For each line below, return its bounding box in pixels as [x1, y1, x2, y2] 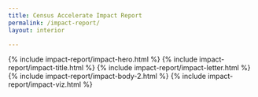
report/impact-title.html [8, 63, 84, 73]
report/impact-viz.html [8, 80, 81, 89]
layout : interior [8, 26, 65, 34]
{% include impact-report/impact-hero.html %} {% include [8, 54, 198, 64]
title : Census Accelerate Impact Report [8, 11, 143, 20]
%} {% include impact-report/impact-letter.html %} [85, 63, 251, 73]
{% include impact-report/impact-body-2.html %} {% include [8, 72, 207, 81]
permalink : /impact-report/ [8, 19, 101, 27]
